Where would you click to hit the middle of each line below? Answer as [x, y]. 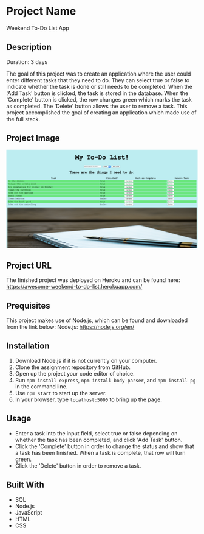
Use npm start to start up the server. [61, 393]
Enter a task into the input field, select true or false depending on [96, 433]
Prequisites [28, 306]
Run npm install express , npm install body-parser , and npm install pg [105, 380]
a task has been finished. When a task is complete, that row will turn [100, 452]
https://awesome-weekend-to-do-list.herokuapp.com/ [74, 287]
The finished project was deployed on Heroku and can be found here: [93, 280]
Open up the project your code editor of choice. [75, 373]
